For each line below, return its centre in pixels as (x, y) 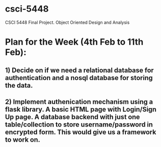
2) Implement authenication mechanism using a (79, 102)
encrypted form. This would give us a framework (81, 132)
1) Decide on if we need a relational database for (80, 70)
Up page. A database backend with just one (72, 117)
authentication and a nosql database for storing (79, 78)
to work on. (23, 139)
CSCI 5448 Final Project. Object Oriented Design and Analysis (67, 22)
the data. (19, 85)
